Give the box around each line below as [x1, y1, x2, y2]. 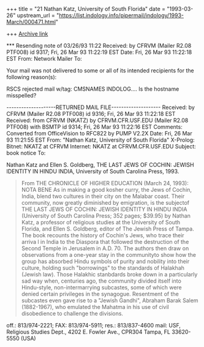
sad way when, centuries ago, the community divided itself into [21, 277, 182, 284]
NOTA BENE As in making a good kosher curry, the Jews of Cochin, [21, 186, 192, 193]
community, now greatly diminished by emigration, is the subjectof [21, 199, 190, 206]
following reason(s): [6, 74, 57, 80]
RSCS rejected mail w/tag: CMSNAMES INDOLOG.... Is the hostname [6, 85, 179, 93]
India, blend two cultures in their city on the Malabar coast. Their [21, 193, 185, 200]
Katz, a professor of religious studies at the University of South [21, 219, 181, 226]
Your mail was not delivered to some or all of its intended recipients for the [6, 67, 194, 74]
